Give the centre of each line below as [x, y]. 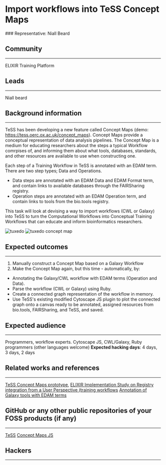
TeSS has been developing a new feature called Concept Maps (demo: [77, 130]
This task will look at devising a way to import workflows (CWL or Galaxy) [80, 211]
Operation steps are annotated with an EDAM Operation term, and [79, 196]
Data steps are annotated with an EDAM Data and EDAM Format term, [83, 181]
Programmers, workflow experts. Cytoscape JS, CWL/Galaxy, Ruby [74, 342]
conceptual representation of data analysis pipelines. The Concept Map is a [82, 140]
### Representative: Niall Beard [38, 33]
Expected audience [35, 325]
